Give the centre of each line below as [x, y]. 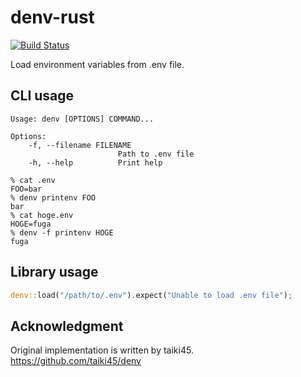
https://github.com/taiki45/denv [76, 361]
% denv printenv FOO [53, 197]
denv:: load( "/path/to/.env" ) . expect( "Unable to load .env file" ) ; [151, 295]
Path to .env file [156, 154]
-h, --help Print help [95, 162]
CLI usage [42, 96]
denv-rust [52, 17]
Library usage [54, 272]
